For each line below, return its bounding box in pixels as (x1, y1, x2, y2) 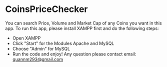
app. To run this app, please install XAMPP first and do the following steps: (5, 25, 159, 31)
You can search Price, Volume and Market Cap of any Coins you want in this (5, 20, 162, 26)
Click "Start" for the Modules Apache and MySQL (12, 40, 114, 46)
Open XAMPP (12, 35, 41, 41)
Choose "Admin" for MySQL (12, 45, 70, 51)
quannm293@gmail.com (12, 56, 63, 62)
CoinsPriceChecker (5, 3, 88, 15)
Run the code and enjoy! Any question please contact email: (12, 51, 136, 57)
